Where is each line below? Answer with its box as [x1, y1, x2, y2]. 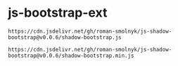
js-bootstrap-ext [8, 5, 108, 21]
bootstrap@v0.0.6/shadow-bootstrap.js [8, 33, 122, 41]
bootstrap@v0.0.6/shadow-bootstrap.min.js [8, 52, 134, 59]
